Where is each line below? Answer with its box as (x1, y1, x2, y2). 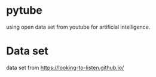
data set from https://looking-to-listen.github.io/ (6, 64, 124, 71)
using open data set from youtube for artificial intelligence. (6, 23, 151, 30)
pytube (6, 4, 43, 17)
